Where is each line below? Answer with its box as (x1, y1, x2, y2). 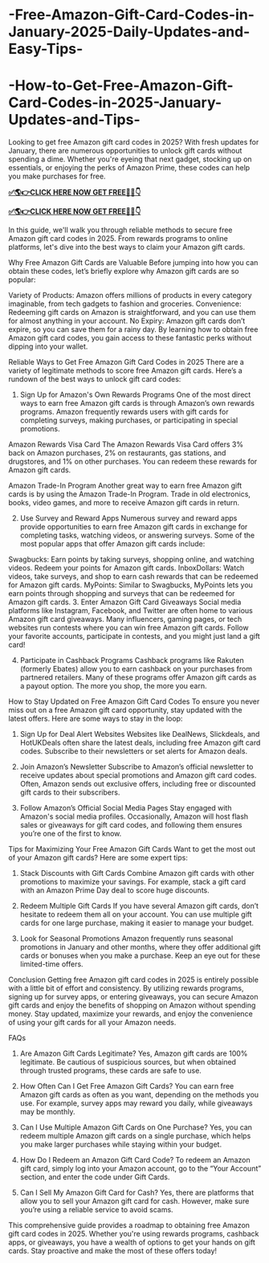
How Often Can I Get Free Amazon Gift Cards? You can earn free (19, 1081, 234, 1091)
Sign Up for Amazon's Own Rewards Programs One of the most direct (19, 390, 251, 399)
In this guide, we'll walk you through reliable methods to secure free (8, 225, 233, 235)
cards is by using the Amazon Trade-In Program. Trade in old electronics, (8, 489, 251, 499)
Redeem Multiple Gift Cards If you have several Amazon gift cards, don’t (19, 901, 259, 911)
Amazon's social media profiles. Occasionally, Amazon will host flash (19, 811, 249, 821)
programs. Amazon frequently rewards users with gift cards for (19, 407, 229, 417)
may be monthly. (19, 1107, 75, 1117)
